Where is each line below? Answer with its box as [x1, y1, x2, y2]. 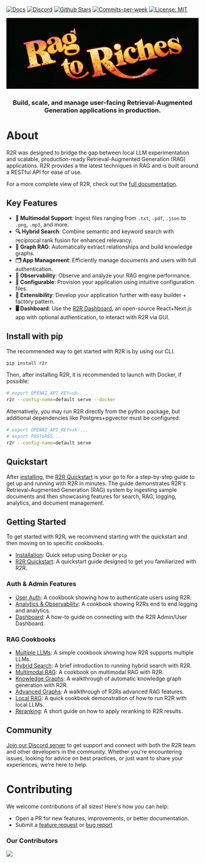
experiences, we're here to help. [6, 761, 88, 768]
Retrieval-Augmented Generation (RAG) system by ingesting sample [6, 486, 177, 493]
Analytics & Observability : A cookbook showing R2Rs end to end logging [15, 600, 198, 608]
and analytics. [15, 606, 51, 614]
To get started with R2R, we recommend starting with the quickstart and [6, 533, 187, 540]
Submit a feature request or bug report [15, 821, 113, 828]
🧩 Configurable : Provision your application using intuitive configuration [15, 278, 194, 285]
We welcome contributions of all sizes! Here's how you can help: [6, 802, 169, 810]
